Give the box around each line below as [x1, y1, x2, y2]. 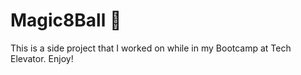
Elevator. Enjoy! [10, 52, 74, 64]
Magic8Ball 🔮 [10, 9, 122, 32]
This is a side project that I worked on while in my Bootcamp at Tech [10, 42, 292, 54]
